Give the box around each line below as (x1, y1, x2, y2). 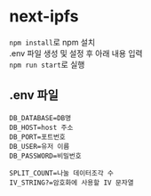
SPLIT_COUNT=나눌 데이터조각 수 (9, 168, 114, 177)
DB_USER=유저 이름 (9, 142, 70, 151)
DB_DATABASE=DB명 (9, 113, 72, 122)
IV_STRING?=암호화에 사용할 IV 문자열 (9, 178, 134, 187)
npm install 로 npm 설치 (9, 37, 96, 47)
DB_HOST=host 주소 (9, 123, 74, 132)
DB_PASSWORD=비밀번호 (9, 151, 82, 160)
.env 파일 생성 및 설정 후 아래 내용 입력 (9, 47, 143, 59)
